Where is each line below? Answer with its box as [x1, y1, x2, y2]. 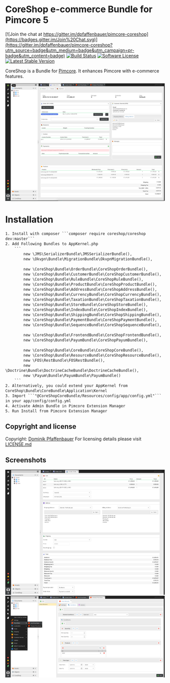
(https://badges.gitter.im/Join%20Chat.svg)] [5, 36, 98, 43]
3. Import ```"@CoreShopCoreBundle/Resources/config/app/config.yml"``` [5, 393, 162, 398]
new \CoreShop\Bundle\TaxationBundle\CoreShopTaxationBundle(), [23, 297, 162, 302]
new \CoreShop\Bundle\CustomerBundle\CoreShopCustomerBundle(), [23, 272, 162, 277]
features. [5, 73, 24, 79]
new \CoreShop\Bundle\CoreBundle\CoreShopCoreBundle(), [23, 348, 144, 353]
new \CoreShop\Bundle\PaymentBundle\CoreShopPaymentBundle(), [23, 317, 157, 322]
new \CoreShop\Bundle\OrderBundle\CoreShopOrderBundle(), [23, 267, 148, 272]
